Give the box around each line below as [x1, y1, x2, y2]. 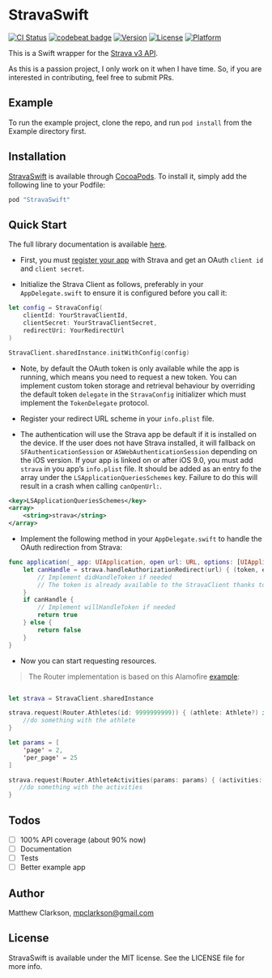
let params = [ [8, 739, 60, 747]
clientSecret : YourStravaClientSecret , [23, 319, 158, 327]
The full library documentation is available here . [8, 239, 168, 249]
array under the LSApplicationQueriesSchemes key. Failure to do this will [19, 472, 257, 482]
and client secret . [19, 264, 85, 273]
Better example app [19, 862, 87, 873]
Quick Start [8, 217, 67, 232]
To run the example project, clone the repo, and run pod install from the [8, 118, 253, 127]
